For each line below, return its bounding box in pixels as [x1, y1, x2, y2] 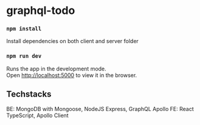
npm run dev [6, 53, 42, 59]
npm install [6, 25, 42, 32]
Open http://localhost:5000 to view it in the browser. [6, 71, 137, 79]
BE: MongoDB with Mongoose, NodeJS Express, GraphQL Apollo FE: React [6, 105, 194, 112]
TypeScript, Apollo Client [6, 112, 69, 119]
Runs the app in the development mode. [6, 65, 106, 72]
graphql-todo [6, 4, 75, 18]
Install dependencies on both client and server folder [6, 38, 139, 45]
